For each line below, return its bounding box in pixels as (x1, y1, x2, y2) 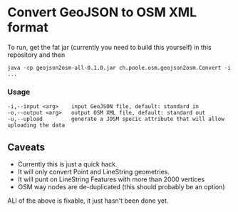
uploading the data (7, 122, 66, 129)
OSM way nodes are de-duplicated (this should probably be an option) (17, 183, 225, 191)
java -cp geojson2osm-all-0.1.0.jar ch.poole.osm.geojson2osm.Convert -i (7, 64, 232, 71)
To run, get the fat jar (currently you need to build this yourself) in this (7, 43, 212, 51)
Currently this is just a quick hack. (17, 160, 118, 169)
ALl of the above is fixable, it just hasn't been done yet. (7, 196, 169, 205)
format (7, 19, 48, 36)
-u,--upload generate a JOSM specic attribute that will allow (7, 115, 224, 123)
